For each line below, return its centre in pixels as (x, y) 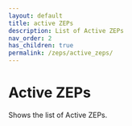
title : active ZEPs (41, 23)
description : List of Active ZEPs (66, 30)
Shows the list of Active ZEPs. (58, 115)
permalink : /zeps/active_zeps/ (61, 53)
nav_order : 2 (30, 38)
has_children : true (41, 46)
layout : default (35, 16)
